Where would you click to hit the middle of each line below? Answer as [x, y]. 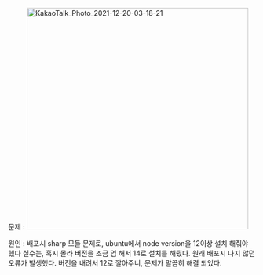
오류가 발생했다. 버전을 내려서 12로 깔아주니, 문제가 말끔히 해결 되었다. [115, 263]
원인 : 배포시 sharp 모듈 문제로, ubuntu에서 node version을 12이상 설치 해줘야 [128, 243]
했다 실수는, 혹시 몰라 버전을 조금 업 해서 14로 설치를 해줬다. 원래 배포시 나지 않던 [131, 253]
